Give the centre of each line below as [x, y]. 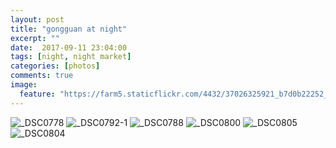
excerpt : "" [35, 38]
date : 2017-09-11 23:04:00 [69, 47]
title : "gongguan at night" [69, 29]
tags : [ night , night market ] [71, 57]
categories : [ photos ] [55, 66]
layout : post [37, 19]
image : [24, 85]
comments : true [42, 76]
